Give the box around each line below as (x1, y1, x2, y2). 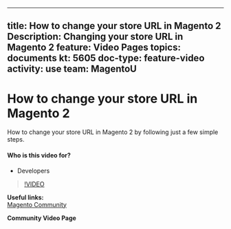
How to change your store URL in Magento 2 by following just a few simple (7, 128, 219, 136)
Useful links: (7, 193, 44, 201)
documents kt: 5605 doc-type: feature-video (7, 52, 205, 64)
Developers (16, 166, 50, 175)
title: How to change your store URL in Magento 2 (7, 20, 221, 32)
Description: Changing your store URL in (7, 31, 184, 43)
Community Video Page (7, 214, 77, 222)
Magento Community (7, 200, 67, 208)
